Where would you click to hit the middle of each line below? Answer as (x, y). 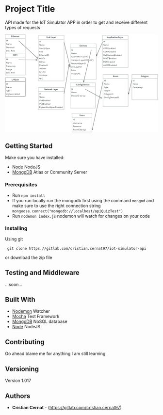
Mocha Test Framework (36, 317)
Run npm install (29, 195)
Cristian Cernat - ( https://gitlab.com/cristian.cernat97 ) (67, 407)
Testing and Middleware (42, 273)
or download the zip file (29, 257)
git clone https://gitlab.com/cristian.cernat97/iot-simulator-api (77, 248)
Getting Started (29, 146)
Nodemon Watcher (31, 311)
